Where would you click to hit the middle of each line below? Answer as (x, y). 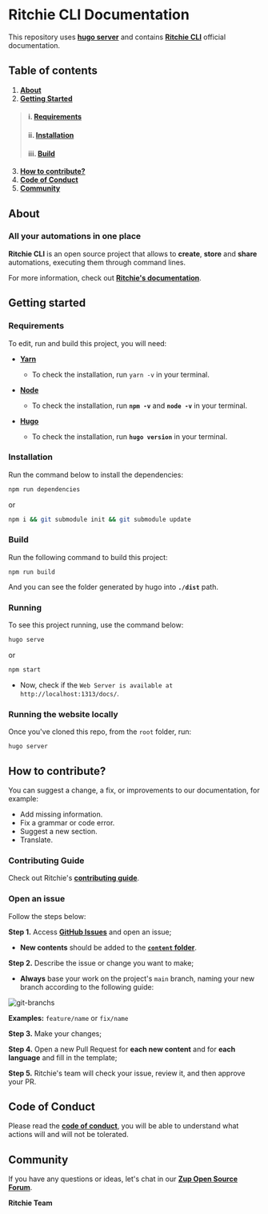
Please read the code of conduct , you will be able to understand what (124, 1126)
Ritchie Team (31, 1203)
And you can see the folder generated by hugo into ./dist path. (113, 587)
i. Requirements (55, 117)
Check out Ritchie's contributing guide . (74, 878)
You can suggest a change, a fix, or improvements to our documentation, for (134, 790)
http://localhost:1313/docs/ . (70, 693)
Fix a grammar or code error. (67, 823)
